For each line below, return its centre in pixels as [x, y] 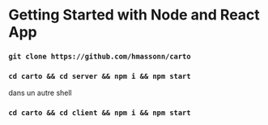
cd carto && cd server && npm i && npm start [100, 76]
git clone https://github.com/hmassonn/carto [100, 57]
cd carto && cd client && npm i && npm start [100, 113]
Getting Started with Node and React [134, 15]
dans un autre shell [40, 93]
